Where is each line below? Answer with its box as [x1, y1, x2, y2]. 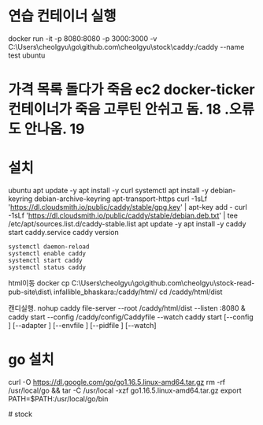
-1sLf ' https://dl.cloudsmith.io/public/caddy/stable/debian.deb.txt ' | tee [8, 211, 239, 221]
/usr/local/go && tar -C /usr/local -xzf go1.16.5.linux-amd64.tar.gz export [8, 386, 242, 395]
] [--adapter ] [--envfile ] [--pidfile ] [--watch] [8, 321, 157, 330]
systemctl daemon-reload [8, 243, 90, 251]
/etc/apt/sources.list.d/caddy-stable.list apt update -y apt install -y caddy [8, 219, 246, 229]
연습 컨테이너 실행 [8, 7, 117, 25]
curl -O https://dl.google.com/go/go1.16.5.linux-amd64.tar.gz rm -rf [8, 378, 226, 386]
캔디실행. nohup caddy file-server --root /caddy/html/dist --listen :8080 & [8, 304, 246, 313]
